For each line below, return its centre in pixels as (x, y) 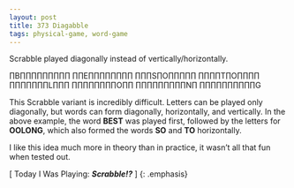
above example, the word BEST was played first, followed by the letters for (145, 121)
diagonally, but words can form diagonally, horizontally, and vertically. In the (147, 112)
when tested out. (40, 157)
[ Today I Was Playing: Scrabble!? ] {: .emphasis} (98, 174)
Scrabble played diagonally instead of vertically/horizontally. (119, 59)
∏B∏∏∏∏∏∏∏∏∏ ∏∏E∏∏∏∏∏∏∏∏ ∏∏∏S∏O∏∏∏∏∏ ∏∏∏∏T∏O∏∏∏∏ (135, 76)
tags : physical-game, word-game (68, 34)
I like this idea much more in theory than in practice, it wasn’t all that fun (140, 147)
